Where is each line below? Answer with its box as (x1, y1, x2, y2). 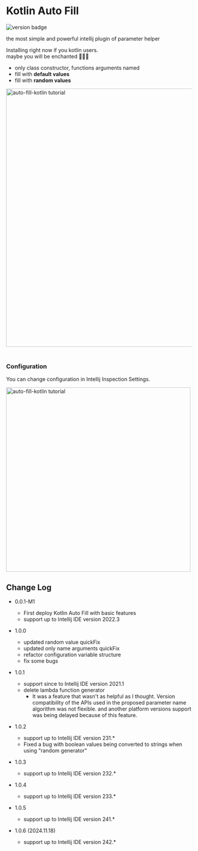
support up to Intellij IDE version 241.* (23, 816, 115, 823)
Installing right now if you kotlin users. (6, 46, 98, 54)
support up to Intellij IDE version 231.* (23, 735, 115, 742)
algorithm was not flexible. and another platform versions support (32, 705, 192, 712)
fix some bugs (23, 657, 58, 665)
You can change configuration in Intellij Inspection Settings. (6, 376, 150, 383)
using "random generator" (23, 747, 87, 754)
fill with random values (14, 77, 71, 84)
